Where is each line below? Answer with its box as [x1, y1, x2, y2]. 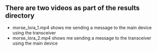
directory [5, 12, 35, 20]
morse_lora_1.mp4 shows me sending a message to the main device [12, 25, 152, 30]
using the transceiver [12, 29, 56, 36]
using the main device [12, 40, 58, 46]
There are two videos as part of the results [5, 4, 140, 12]
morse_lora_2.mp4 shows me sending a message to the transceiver [12, 35, 152, 41]
